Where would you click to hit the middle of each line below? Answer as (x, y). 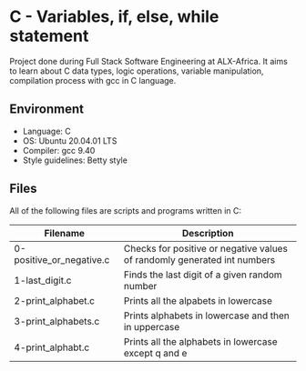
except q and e (155, 353)
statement (49, 36)
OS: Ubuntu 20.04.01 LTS (70, 140)
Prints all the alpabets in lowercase (198, 300)
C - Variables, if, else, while (114, 17)
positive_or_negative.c (62, 259)
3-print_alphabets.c (57, 321)
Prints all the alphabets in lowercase (200, 341)
